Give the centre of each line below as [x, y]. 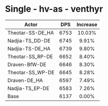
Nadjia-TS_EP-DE [28, 88]
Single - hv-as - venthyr [54, 9]
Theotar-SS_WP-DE [31, 72]
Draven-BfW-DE [27, 64]
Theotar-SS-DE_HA [31, 33]
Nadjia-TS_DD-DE [29, 41]
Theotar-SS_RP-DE [30, 56]
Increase [87, 24]
